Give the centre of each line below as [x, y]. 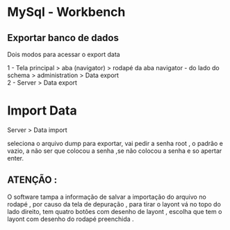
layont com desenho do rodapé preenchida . [71, 219]
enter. [16, 158]
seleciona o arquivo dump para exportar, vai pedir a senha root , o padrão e [115, 143]
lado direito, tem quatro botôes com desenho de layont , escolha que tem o [115, 211]
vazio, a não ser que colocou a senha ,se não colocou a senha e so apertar [115, 151]
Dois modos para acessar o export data [64, 54]
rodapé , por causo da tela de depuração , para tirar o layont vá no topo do [114, 204]
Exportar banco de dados [63, 38]
